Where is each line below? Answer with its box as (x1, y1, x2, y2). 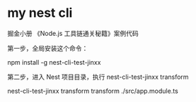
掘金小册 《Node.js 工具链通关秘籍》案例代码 (7, 29, 139, 37)
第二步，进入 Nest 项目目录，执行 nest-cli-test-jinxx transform (7, 72, 189, 81)
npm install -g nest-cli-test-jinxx (7, 58, 101, 66)
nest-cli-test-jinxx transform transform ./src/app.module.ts (7, 87, 178, 95)
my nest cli (7, 5, 73, 21)
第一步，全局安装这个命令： (7, 44, 88, 52)
